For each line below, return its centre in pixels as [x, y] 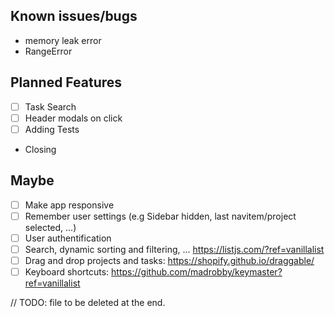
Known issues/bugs [74, 16]
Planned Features [66, 82]
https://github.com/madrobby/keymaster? [197, 271]
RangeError [48, 51]
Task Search [50, 106]
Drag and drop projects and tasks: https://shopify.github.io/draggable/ [169, 260]
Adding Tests [52, 129]
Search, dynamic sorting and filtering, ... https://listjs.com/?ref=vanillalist [174, 249]
